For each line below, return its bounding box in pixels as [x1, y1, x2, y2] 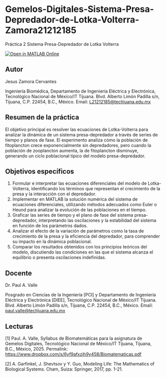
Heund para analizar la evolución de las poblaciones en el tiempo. [12, 207, 147, 213]
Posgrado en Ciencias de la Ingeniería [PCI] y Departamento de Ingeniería [5, 292, 156, 298]
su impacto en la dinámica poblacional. [12, 239, 92, 245]
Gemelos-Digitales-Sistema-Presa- [5, 3, 154, 15]
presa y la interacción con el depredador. [12, 191, 97, 197]
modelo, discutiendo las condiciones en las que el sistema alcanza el [12, 249, 154, 255]
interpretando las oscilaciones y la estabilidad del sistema [39, 218, 157, 224]
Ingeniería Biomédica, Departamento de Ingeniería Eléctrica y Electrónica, [5, 88, 156, 94]
